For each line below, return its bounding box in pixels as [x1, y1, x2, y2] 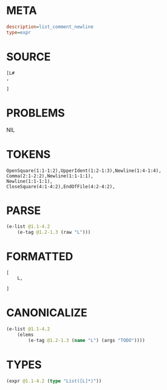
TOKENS [6, 147, 51, 161]
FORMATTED [6, 250, 73, 264]
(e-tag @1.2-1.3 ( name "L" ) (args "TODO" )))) [28, 337, 146, 343]
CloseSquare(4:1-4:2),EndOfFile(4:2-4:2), [6, 183, 115, 190]
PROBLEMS [6, 106, 65, 120]
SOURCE [6, 50, 51, 64]
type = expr [6, 29, 32, 35]
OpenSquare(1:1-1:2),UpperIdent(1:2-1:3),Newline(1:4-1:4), [6, 168, 162, 174]
